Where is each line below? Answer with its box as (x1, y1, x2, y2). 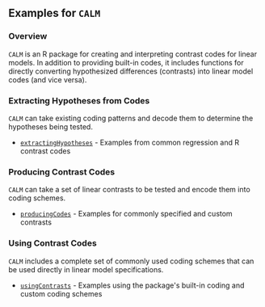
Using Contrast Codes (8, 238, 97, 249)
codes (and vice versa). (8, 74, 87, 84)
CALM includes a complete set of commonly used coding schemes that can (8, 256, 254, 266)
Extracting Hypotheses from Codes (8, 95, 150, 106)
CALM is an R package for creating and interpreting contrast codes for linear (8, 48, 257, 59)
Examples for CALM (8, 6, 101, 20)
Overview (8, 31, 48, 42)
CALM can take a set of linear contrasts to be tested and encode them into (8, 185, 250, 195)
